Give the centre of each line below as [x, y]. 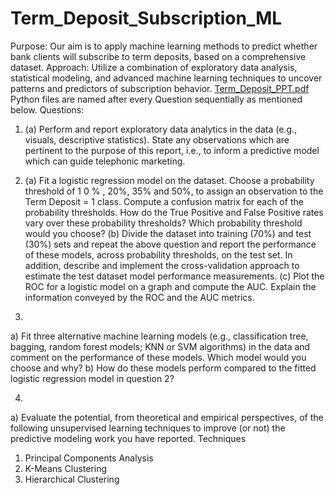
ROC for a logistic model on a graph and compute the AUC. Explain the [170, 286]
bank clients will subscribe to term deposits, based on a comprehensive [158, 56]
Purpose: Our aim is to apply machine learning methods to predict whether [164, 46]
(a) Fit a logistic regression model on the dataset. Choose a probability [169, 180]
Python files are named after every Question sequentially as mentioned [156, 99]
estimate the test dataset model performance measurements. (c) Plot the [174, 276]
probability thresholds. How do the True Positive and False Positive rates [174, 212]
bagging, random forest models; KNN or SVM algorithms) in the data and [160, 346]
